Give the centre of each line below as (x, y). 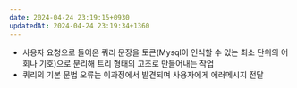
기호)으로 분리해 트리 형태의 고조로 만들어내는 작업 (127, 63)
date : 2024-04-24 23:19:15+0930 (69, 17)
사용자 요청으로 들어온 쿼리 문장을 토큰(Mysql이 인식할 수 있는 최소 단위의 (150, 52)
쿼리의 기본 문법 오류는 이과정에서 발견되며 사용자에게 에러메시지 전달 (143, 74)
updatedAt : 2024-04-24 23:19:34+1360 (80, 26)
